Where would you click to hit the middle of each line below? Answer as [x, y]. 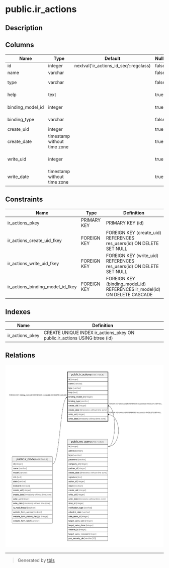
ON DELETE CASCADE [129, 295]
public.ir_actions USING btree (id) [78, 338]
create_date [20, 141]
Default [113, 58]
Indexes [18, 312]
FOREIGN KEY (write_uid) [132, 256]
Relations [20, 355]
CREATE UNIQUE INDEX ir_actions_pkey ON [89, 333]
